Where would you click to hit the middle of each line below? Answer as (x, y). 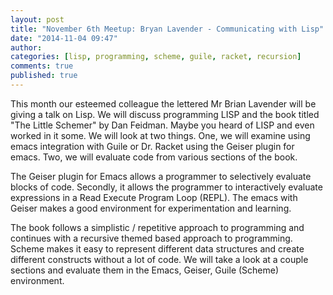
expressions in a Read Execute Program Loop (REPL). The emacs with (154, 197)
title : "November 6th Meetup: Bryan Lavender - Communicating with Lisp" (167, 29)
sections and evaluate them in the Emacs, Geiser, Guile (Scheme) (145, 270)
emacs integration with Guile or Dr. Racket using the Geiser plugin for (152, 146)
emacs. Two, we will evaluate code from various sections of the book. (154, 157)
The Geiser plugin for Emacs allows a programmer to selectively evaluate (161, 176)
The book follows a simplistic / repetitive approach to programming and (157, 227)
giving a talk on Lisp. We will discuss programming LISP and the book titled (165, 114)
